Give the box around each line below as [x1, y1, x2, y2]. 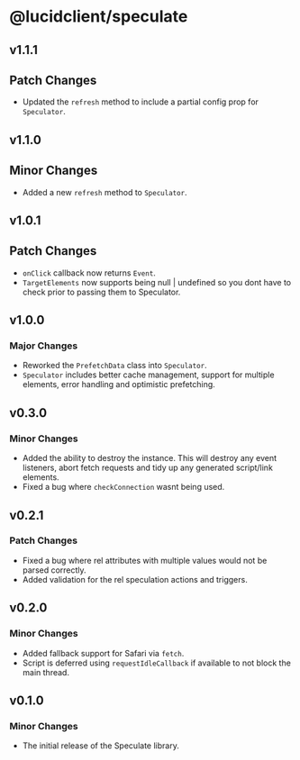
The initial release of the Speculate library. [22, 740, 180, 751]
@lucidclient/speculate [9, 6, 188, 27]
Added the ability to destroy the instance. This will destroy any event [22, 453, 277, 464]
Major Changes [9, 339, 78, 352]
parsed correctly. [22, 565, 87, 575]
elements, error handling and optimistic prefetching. [22, 379, 216, 390]
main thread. [22, 666, 70, 677]
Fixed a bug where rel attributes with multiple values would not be [22, 555, 268, 565]
